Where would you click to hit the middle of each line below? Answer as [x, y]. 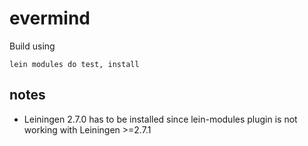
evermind [50, 18]
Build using [32, 46]
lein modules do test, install [74, 64]
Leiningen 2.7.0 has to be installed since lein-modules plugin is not [160, 119]
